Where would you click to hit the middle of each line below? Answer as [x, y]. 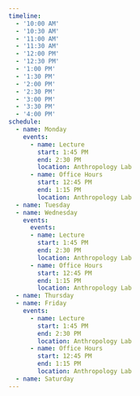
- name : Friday [41, 303]
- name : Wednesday [47, 212]
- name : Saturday [45, 379]
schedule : [25, 122]
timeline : [25, 16]
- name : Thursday [45, 296]
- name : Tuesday [43, 205]
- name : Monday [41, 129]
